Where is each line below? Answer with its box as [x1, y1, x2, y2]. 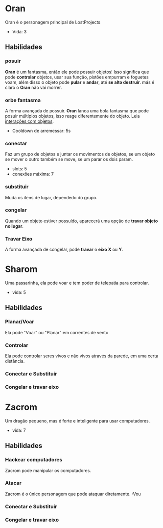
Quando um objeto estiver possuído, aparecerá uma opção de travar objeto [5, 218, 158, 224]
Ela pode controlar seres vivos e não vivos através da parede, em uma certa [5, 353, 159, 359]
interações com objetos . [5, 118, 54, 124]
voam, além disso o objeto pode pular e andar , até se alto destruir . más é [5, 79, 155, 85]
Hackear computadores [5, 456, 63, 463]
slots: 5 [12, 166, 27, 172]
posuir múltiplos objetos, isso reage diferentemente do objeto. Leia [5, 113, 140, 119]
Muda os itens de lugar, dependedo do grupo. [5, 194, 98, 200]
